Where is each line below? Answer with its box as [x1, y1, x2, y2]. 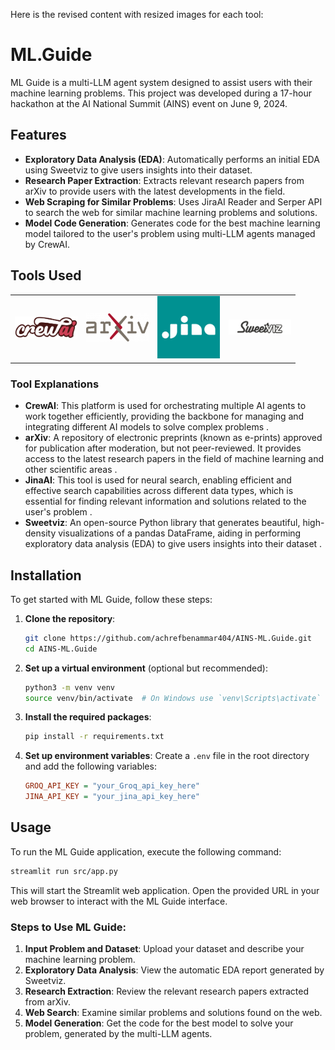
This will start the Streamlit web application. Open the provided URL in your [10, 884, 320, 896]
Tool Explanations [10, 377, 100, 391]
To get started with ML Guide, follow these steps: [10, 593, 213, 605]
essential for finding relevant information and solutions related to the [24, 495, 307, 508]
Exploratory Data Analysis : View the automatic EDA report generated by [24, 964, 325, 976]
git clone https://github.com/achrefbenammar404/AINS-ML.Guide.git [24, 633, 312, 643]
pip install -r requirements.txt [24, 732, 165, 742]
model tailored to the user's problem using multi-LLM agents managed [24, 227, 316, 239]
